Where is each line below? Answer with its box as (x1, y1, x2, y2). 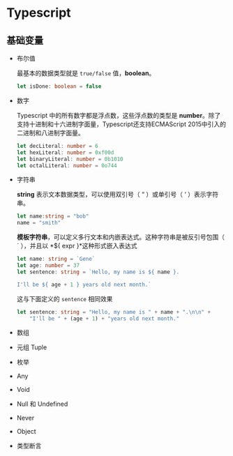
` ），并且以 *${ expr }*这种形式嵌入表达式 (16, 242, 137, 250)
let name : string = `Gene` (16, 256, 96, 263)
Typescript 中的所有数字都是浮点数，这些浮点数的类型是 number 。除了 (16, 111, 221, 119)
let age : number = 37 (16, 262, 80, 269)
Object (16, 427, 36, 436)
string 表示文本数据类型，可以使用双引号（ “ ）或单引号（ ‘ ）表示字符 (16, 190, 219, 199)
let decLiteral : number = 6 (16, 142, 99, 149)
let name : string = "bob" (16, 213, 89, 220)
